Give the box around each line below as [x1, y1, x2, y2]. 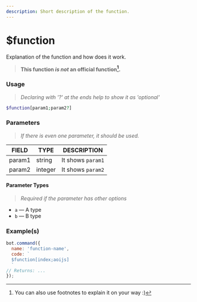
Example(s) [6, 227, 39, 235]
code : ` [11, 251, 30, 257]
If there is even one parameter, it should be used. [20, 132, 140, 139]
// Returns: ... [6, 267, 46, 273]
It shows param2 [61, 165, 104, 174]
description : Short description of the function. [6, 8, 130, 15]
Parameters [6, 118, 40, 127]
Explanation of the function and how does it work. [6, 53, 126, 60]
